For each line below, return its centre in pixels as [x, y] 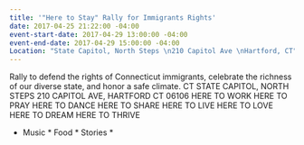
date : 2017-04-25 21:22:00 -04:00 [75, 26]
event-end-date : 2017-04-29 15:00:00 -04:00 [95, 43]
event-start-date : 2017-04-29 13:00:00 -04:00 [99, 34]
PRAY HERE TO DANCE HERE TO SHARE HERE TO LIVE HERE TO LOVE [142, 105]
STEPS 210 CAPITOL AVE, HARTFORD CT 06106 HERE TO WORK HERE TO [148, 96]
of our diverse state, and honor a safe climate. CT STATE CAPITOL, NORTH [149, 86]
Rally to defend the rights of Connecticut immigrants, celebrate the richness [151, 77]
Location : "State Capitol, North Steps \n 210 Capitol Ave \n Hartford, [145, 51]
